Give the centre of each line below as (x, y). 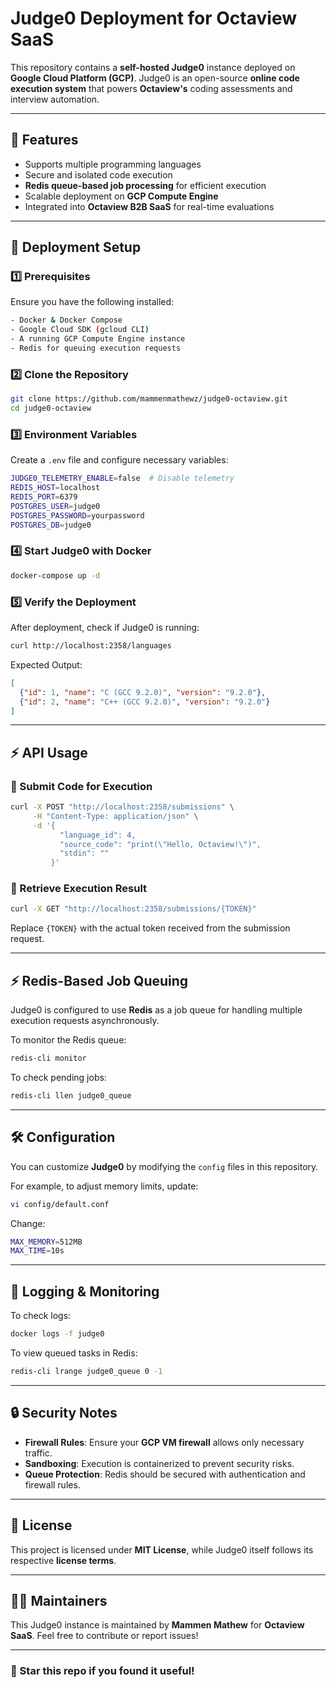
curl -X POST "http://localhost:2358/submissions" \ (122, 807)
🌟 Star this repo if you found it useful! (102, 1671)
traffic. (38, 1453)
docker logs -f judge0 (57, 1334)
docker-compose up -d (55, 575)
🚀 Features (44, 140)
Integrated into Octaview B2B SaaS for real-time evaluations (149, 206)
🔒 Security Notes (64, 1413)
